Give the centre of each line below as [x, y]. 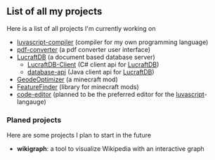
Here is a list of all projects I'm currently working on [81, 28]
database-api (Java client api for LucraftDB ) [91, 72]
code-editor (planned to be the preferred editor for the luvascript [110, 94]
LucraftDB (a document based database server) [86, 57]
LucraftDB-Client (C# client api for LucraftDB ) [93, 64]
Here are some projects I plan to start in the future [79, 135]
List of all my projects [54, 12]
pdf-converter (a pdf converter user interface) [84, 49]
